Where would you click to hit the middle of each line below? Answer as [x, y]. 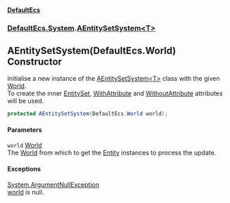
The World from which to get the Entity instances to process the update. [112, 153]
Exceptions [24, 169]
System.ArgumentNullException [53, 184]
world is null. [26, 192]
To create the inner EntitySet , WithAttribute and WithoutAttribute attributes [115, 93]
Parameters [25, 129]
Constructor [34, 61]
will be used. [26, 101]
